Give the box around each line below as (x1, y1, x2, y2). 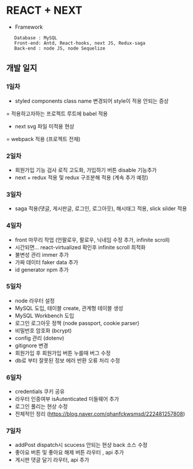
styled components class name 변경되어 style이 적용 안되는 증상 (14, 97, 169, 105)
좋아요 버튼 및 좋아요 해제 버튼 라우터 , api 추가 (14, 449, 124, 456)
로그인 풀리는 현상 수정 (14, 403, 68, 410)
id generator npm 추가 (14, 266, 69, 273)
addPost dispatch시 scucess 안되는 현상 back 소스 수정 (14, 442, 148, 449)
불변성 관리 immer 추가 (14, 251, 69, 258)
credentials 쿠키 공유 (14, 388, 65, 395)
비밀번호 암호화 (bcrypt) (14, 327, 72, 334)
